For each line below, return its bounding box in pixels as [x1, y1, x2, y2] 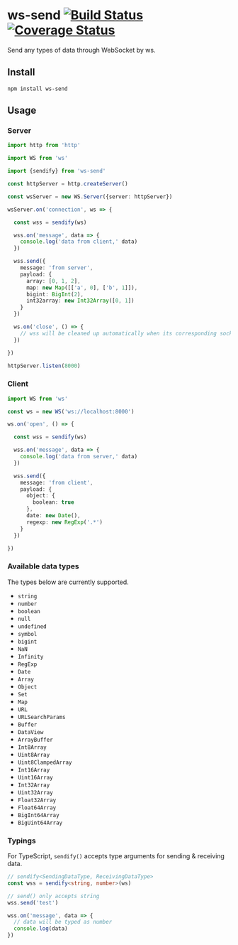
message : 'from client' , [20, 479, 93, 486]
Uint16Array [17, 774, 53, 781]
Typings [7, 836, 37, 846]
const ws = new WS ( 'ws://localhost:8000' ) [7, 408, 135, 415]
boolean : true [33, 499, 74, 506]
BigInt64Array [17, 811, 59, 819]
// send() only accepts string [7, 892, 100, 900]
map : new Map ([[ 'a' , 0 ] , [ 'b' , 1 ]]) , [25, 284, 138, 291]
